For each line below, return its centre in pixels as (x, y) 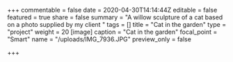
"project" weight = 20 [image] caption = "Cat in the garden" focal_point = (112, 32)
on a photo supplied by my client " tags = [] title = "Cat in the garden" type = (117, 24)
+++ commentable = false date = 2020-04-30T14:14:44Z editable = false (112, 10)
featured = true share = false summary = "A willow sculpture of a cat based (115, 17)
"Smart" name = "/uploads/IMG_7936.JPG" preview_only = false (99, 39)
